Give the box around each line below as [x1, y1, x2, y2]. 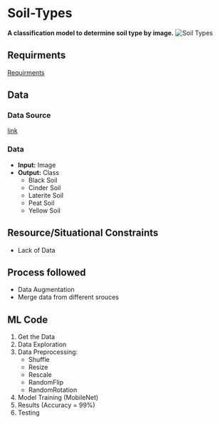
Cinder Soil [28, 183, 61, 192]
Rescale [28, 370, 52, 379]
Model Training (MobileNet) [17, 393, 99, 402]
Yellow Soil [28, 206, 61, 215]
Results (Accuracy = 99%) [17, 401, 95, 410]
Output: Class [17, 168, 59, 176]
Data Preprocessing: [17, 348, 78, 356]
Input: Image [17, 161, 56, 169]
